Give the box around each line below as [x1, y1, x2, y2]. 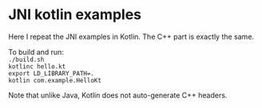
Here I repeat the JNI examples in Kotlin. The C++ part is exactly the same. [8, 32, 254, 41]
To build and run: [8, 47, 64, 56]
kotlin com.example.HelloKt [8, 76, 102, 84]
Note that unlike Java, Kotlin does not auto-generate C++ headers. [8, 90, 228, 100]
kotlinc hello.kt [8, 62, 66, 71]
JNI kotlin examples [8, 6, 142, 24]
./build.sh [8, 56, 45, 64]
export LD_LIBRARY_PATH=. [8, 69, 94, 77]
